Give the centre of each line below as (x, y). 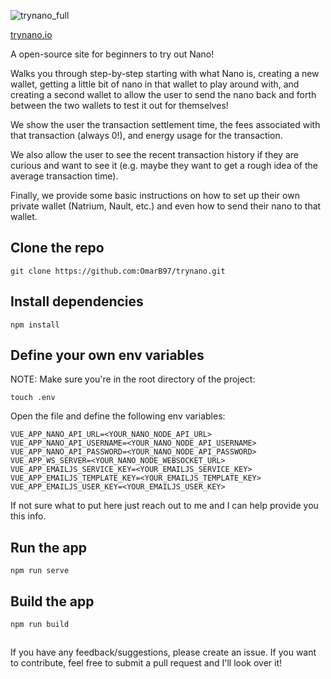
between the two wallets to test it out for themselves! (119, 105)
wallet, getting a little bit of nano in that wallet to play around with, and (155, 84)
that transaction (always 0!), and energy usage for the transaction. (146, 135)
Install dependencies (77, 301)
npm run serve (40, 571)
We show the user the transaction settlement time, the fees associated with (165, 124)
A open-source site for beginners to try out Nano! (112, 54)
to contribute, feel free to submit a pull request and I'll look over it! (146, 663)
